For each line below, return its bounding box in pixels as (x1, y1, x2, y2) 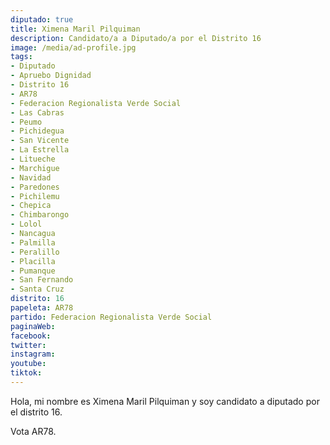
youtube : (10, 359, 47, 369)
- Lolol (10, 219, 43, 230)
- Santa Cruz (10, 284, 65, 295)
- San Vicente (10, 136, 70, 146)
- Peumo (10, 117, 43, 127)
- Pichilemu (10, 191, 60, 201)
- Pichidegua (10, 126, 65, 136)
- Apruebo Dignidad (10, 71, 92, 81)
